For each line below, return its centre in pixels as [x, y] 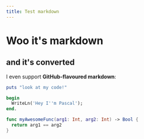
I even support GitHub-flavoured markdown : [61, 77]
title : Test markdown [33, 11]
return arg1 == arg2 [37, 125]
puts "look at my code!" [37, 87]
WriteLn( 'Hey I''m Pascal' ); [47, 104]
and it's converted [40, 62]
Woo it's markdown [55, 40]
